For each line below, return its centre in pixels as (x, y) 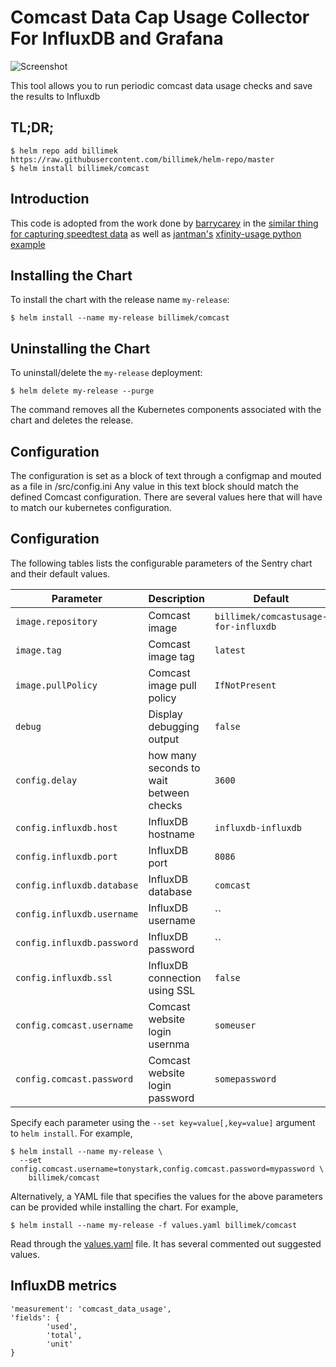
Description (176, 598)
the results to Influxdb (55, 96)
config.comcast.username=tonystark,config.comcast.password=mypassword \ (167, 1169)
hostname (171, 834)
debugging (174, 726)
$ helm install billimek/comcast (80, 168)
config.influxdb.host (66, 827)
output (164, 739)
